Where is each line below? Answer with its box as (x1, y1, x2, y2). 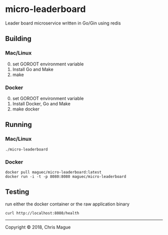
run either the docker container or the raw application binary (5, 201, 130, 207)
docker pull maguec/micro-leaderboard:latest (5, 169, 101, 174)
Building (5, 34, 31, 43)
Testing (5, 187, 29, 196)
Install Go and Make (12, 66, 53, 72)
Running (5, 120, 32, 129)
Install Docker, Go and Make (12, 100, 71, 106)
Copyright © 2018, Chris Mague (5, 224, 71, 230)
